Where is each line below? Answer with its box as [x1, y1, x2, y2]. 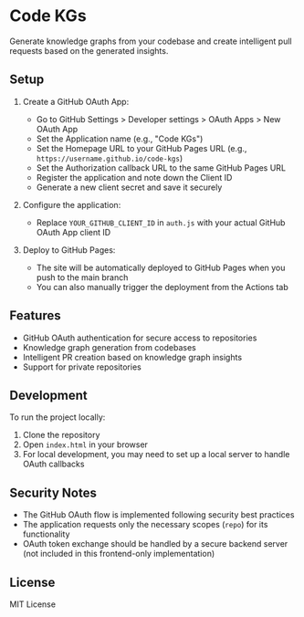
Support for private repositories [22, 361, 142, 372]
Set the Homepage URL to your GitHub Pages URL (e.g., [36, 142, 247, 153]
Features [9, 308, 61, 324]
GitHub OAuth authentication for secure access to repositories [22, 332, 257, 343]
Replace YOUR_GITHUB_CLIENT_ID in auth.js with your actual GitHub [36, 216, 286, 228]
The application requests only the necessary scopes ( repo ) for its [22, 519, 268, 530]
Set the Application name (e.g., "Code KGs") [36, 133, 204, 144]
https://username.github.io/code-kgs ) [36, 152, 183, 163]
